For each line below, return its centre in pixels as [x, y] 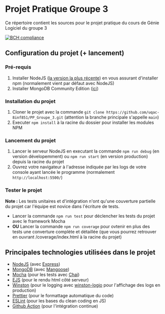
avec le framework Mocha [39, 221]
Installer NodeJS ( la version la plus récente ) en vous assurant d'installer [85, 78]
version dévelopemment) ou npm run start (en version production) [80, 157]
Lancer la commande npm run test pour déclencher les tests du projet [83, 216]
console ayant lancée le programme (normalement [63, 172]
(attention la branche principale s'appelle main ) [112, 117]
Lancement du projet [31, 140]
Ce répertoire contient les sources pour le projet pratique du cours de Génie [82, 23]
